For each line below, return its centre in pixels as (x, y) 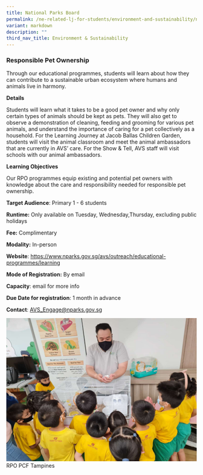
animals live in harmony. (36, 86)
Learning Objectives (32, 167)
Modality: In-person (32, 245)
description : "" (27, 32)
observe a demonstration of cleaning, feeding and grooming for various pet (100, 123)
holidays (17, 221)
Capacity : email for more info (43, 286)
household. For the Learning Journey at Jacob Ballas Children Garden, (94, 136)
